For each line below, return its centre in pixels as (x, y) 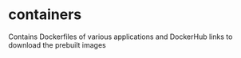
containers (45, 15)
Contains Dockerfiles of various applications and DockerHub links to (120, 37)
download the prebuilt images (57, 44)
